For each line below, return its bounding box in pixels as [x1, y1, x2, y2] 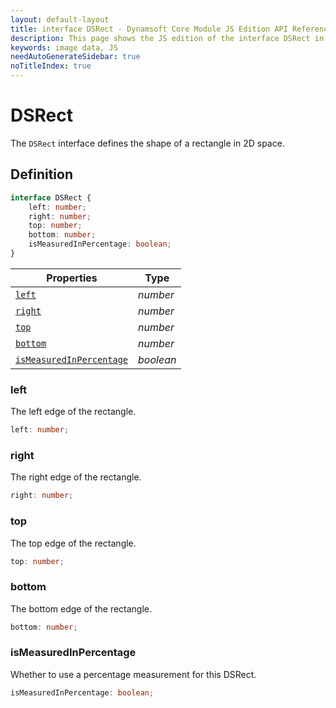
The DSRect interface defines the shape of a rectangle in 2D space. [10, 137, 285, 149]
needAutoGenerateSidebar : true [10, 52, 141, 62]
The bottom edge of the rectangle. [10, 602, 153, 615]
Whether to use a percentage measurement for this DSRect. [10, 668, 257, 680]
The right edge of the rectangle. [10, 471, 142, 483]
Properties [46, 271, 98, 285]
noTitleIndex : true [10, 61, 92, 71]
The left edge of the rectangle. [10, 406, 137, 418]
